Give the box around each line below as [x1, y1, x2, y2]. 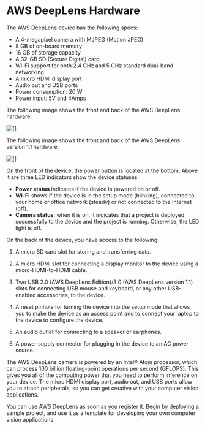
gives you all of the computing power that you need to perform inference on [6, 371, 198, 379]
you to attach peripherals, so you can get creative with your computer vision [6, 384, 199, 392]
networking [15, 68, 45, 75]
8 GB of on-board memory [15, 42, 83, 50]
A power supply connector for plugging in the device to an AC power [15, 340, 188, 347]
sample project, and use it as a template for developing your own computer [6, 409, 196, 417]
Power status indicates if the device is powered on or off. [15, 185, 161, 192]
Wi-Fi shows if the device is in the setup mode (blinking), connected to [15, 191, 195, 199]
